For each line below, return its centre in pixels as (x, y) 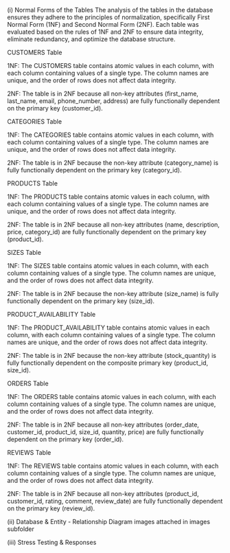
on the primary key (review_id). (51, 508)
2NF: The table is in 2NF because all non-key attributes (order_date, (103, 425)
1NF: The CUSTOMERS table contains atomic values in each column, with (111, 66)
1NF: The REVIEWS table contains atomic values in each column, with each (113, 466)
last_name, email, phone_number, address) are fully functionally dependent (114, 101)
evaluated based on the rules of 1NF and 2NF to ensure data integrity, (105, 32)
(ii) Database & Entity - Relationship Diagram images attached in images (109, 522)
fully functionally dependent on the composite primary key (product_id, (108, 363)
